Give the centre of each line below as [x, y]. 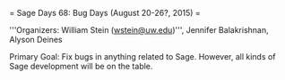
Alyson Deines [36, 40]
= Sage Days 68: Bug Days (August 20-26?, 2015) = [105, 13]
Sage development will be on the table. [81, 66]
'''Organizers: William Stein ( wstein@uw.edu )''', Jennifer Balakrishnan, [139, 30]
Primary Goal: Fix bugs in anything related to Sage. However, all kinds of [142, 56]
